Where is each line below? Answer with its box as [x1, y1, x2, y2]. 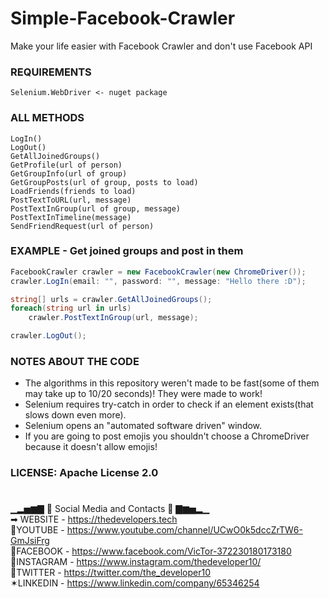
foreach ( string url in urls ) [10, 303, 132, 314]
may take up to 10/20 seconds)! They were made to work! [24, 388, 263, 400]
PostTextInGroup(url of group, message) [10, 203, 182, 214]
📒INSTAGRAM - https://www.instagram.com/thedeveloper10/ [10, 556, 262, 568]
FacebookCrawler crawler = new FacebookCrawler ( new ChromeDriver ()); [10, 267, 307, 277]
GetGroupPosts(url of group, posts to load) [10, 177, 199, 187]
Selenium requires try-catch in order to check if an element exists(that [24, 398, 314, 411]
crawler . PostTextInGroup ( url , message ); [28, 313, 199, 323]
